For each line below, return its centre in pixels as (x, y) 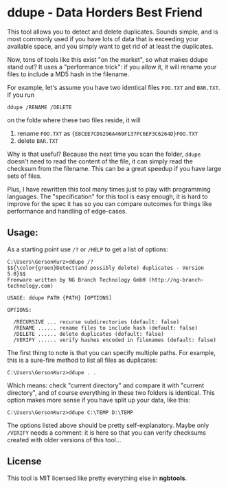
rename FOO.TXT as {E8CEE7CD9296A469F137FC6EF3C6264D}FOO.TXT (107, 133)
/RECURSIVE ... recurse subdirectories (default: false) (96, 322)
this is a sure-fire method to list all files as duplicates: (82, 360)
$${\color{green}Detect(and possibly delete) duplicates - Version (106, 268)
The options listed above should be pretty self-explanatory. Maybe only (108, 425)
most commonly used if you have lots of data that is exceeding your (103, 38)
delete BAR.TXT (37, 140)
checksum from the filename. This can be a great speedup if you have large (114, 168)
